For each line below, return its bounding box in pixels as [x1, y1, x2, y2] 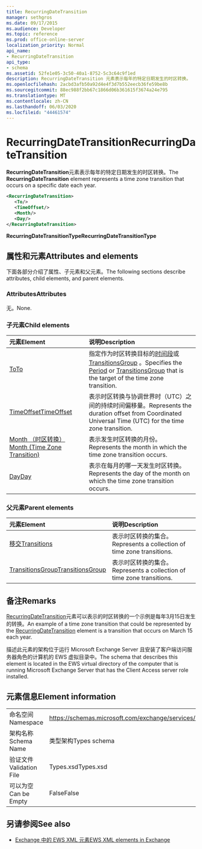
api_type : [6, 59, 31, 65]
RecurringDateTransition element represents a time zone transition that [6, 175, 185, 183]
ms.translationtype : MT [6, 93, 66, 99]
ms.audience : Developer [6, 25, 66, 32]
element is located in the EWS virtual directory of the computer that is [6, 660, 179, 668]
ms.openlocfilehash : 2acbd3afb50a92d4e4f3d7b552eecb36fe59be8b [6, 82, 168, 88]
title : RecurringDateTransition [6, 8, 87, 15]
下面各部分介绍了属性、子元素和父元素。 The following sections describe [6, 268, 186, 275]
